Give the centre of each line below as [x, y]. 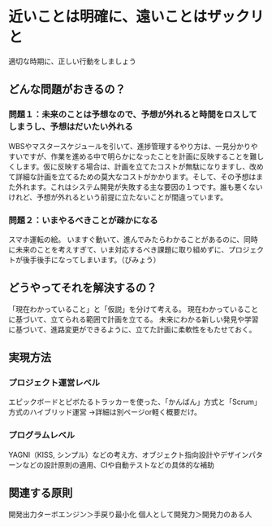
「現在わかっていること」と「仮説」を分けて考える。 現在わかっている [127, 309]
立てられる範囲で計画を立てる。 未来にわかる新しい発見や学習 [154, 319]
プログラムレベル [42, 435]
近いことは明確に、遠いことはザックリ [136, 17]
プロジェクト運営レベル [54, 383]
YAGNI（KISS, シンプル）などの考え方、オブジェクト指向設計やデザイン [129, 455]
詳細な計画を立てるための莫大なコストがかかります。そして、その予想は [136, 177]
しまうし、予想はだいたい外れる [71, 127]
